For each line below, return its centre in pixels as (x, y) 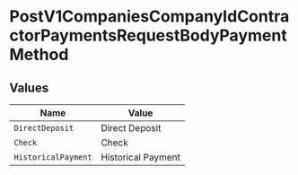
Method (39, 55)
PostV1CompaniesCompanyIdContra (149, 17)
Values (29, 87)
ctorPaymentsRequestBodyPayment (148, 35)
